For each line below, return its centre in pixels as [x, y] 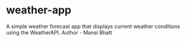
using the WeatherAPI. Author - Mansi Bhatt [59, 32]
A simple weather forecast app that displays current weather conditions [93, 26]
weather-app [39, 10]
